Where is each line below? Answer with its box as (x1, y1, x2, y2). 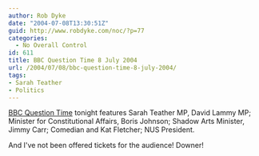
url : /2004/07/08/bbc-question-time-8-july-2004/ (8, 64, 177, 72)
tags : (8, 71, 26, 79)
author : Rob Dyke (8, 11, 66, 20)
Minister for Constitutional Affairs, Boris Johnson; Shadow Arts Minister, (8, 117, 245, 126)
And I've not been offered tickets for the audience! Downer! (8, 141, 204, 150)
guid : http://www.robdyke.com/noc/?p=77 (8, 26, 145, 34)
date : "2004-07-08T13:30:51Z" (8, 19, 110, 27)
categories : (8, 34, 48, 42)
